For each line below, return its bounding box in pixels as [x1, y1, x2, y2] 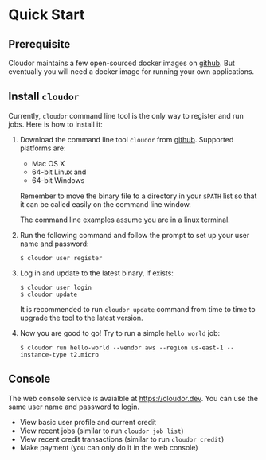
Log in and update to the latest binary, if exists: [19, 268, 174, 278]
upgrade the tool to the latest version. [19, 313, 143, 322]
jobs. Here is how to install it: [8, 119, 104, 129]
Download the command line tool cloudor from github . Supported [19, 134, 234, 144]
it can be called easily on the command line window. [19, 199, 191, 209]
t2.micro [70, 350, 100, 359]
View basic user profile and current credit [19, 417, 157, 427]
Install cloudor [8, 90, 80, 103]
